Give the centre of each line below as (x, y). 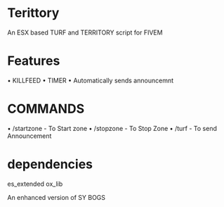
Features (34, 61)
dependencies (50, 164)
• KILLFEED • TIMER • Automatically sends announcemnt (91, 80)
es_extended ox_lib (35, 184)
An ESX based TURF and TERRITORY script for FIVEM (85, 32)
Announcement (29, 136)
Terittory (33, 13)
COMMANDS (46, 109)
